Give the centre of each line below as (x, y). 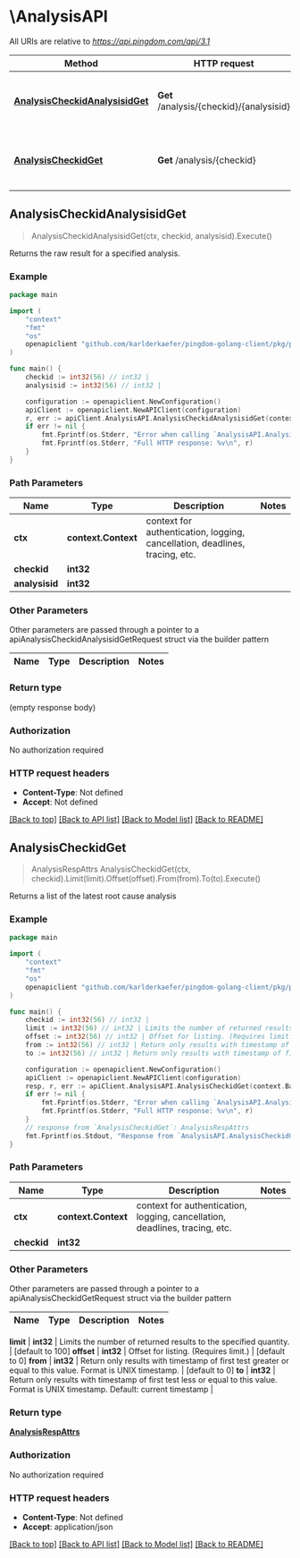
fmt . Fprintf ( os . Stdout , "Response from (100, 1136)
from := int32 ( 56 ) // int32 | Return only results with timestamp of (158, 1045)
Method (81, 63)
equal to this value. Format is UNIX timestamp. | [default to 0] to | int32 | (142, 1370)
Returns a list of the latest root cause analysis (93, 896)
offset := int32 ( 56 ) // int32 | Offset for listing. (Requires (146, 1037)
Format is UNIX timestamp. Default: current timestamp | (112, 1390)
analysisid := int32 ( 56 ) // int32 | (94, 385)
